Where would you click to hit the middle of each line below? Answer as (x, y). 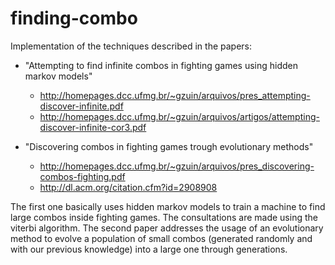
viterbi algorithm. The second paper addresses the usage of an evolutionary (167, 228)
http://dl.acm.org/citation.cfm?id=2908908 (128, 187)
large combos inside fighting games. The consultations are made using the (164, 217)
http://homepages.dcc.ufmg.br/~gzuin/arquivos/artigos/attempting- (179, 116)
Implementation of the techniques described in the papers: (131, 46)
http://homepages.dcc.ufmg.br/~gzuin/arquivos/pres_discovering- (177, 166)
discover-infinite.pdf (81, 106)
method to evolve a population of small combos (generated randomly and (161, 238)
